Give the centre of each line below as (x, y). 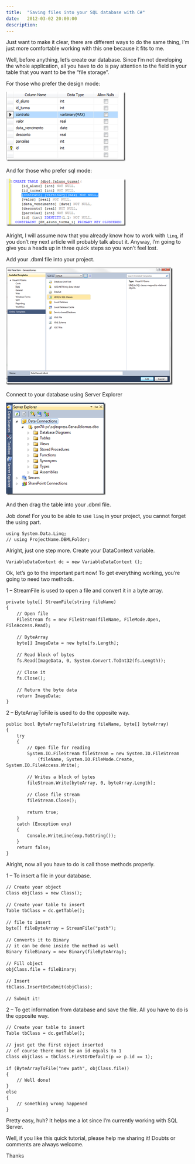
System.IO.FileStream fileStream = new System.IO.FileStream (103, 754)
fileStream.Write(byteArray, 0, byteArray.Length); (92, 783)
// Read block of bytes (46, 655)
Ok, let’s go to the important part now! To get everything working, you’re (93, 573)
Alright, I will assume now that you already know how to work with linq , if (95, 236)
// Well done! (34, 1081)
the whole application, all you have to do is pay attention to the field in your (97, 66)
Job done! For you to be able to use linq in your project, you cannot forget (96, 516)
